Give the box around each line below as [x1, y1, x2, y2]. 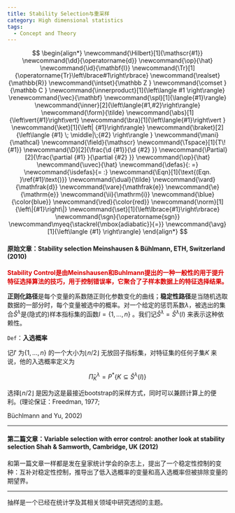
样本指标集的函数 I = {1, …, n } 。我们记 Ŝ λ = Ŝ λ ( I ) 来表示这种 [49, 309, 218, 318]
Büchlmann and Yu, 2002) [7, 411, 83, 420]
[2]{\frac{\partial [24, 153, 73, 162]
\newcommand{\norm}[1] [151, 197, 224, 206]
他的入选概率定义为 [19, 358, 75, 366]
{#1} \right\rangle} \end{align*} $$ [89, 227, 188, 236]
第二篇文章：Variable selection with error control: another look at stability [7, 435, 225, 443]
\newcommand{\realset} [150, 71, 220, 80]
